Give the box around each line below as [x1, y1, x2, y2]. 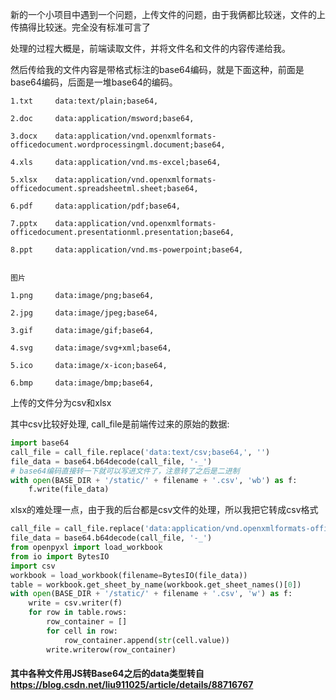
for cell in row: [46, 626, 118, 636]
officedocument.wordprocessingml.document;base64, [10, 140, 226, 150]
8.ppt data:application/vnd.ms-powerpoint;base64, [10, 245, 244, 255]
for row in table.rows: [28, 608, 128, 618]
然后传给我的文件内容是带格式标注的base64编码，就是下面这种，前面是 [10, 64, 305, 75]
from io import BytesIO [10, 551, 110, 562]
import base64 [10, 438, 70, 448]
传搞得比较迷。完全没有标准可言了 [10, 21, 151, 33]
